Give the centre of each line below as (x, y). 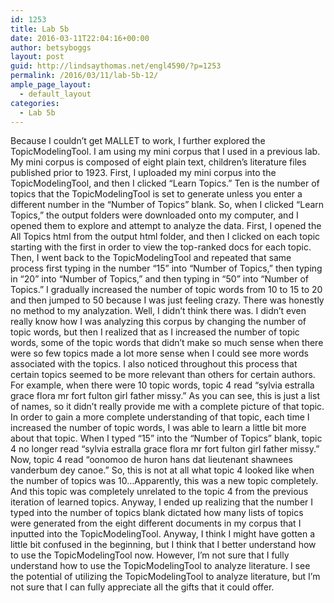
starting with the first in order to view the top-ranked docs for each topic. (161, 247)
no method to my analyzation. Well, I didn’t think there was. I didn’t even (158, 311)
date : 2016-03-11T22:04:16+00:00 (80, 38)
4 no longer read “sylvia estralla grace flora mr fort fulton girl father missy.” (165, 449)
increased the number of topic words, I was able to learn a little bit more (158, 428)
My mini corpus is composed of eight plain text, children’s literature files (158, 162)
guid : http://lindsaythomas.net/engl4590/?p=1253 (116, 66)
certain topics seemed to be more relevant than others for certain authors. (163, 375)
